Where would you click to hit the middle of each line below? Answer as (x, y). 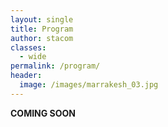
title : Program (42, 29)
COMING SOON (43, 113)
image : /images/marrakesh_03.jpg (89, 85)
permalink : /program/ (55, 66)
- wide (33, 57)
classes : (28, 47)
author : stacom (42, 38)
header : (26, 76)
